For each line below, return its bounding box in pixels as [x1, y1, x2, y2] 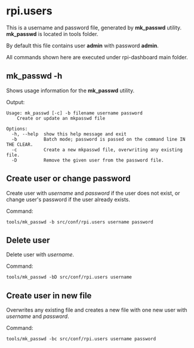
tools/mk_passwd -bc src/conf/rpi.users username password [6, 336, 156, 342]
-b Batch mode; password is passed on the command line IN [11, 136, 186, 142]
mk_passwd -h [6, 71, 63, 81]
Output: [6, 98, 25, 105]
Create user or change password [6, 174, 131, 184]
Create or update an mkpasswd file [17, 115, 106, 121]
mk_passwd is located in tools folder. [6, 30, 98, 37]
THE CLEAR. [6, 141, 33, 147]
